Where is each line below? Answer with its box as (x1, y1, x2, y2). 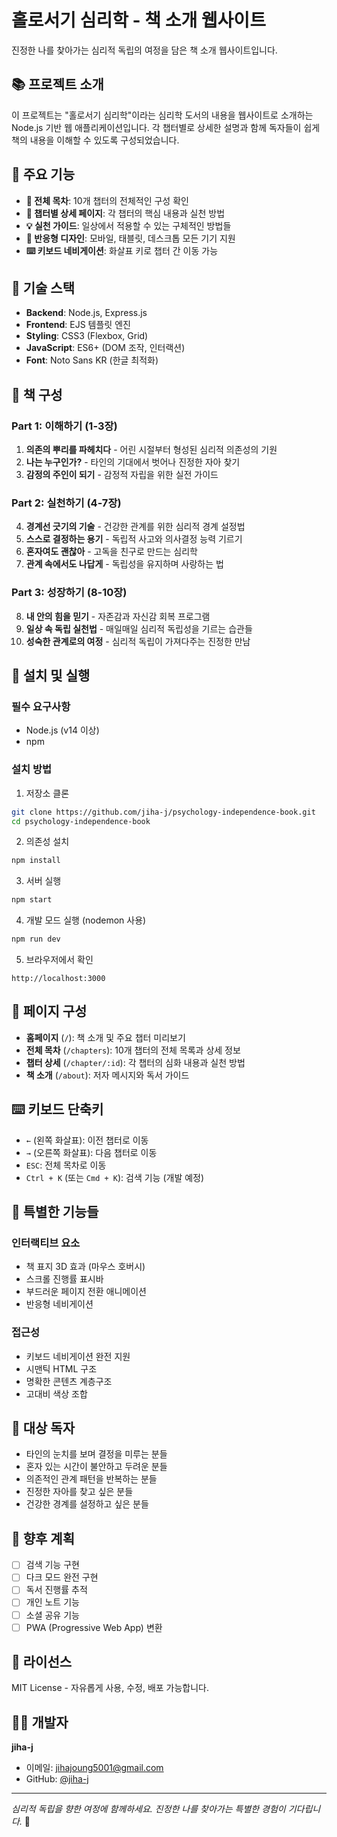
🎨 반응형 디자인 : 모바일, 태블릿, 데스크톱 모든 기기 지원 (25, 232, 236, 244)
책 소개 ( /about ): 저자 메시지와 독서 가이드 (25, 1069, 190, 1081)
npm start (11, 895, 53, 905)
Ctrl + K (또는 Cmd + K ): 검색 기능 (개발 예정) (25, 1171, 205, 1183)
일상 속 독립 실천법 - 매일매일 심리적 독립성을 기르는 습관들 (25, 622, 253, 635)
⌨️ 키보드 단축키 (11, 1101, 104, 1118)
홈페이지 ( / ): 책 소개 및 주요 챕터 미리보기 (25, 1031, 186, 1043)
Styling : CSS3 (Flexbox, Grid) (25, 330, 149, 342)
